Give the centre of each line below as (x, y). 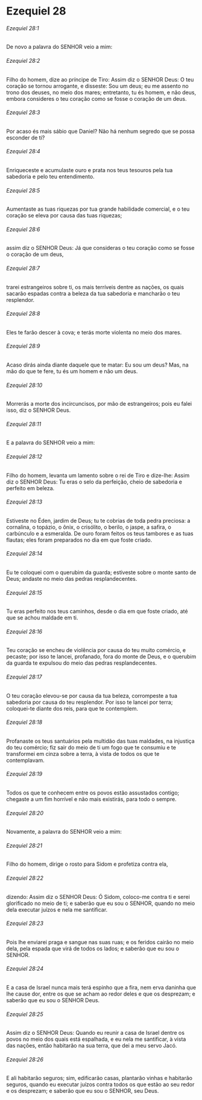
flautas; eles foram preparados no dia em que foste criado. (79, 540)
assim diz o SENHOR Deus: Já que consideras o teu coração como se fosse (100, 248)
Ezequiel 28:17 (24, 677)
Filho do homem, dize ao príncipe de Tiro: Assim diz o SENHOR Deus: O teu (100, 79)
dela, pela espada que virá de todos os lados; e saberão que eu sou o (93, 948)
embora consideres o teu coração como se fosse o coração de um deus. (96, 98)
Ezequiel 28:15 (24, 592)
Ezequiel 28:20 (25, 813)
